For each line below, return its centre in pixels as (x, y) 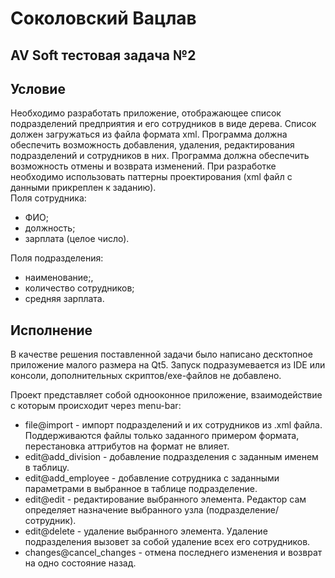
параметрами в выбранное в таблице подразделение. (141, 489)
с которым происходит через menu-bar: (96, 406)
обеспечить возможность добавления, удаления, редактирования (152, 145)
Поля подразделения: (57, 258)
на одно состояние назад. (80, 563)
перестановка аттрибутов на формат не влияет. (127, 446)
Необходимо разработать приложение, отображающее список (146, 113)
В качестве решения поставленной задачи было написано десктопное (161, 354)
